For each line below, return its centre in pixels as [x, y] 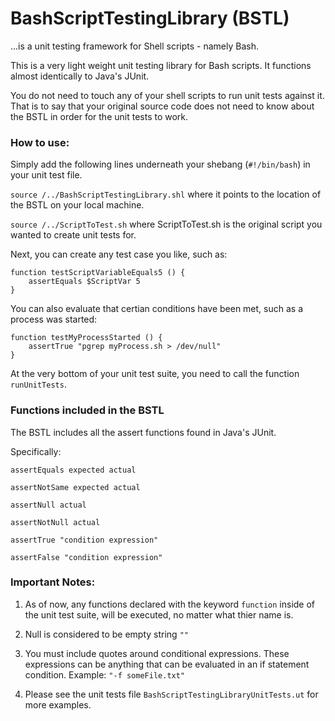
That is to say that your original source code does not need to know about [162, 106]
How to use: [40, 142]
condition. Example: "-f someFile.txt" [105, 674]
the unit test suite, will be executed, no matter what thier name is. [159, 614]
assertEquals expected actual [73, 470]
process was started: [54, 319]
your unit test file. [46, 175]
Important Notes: [53, 582]
